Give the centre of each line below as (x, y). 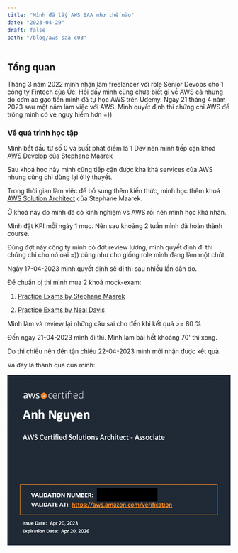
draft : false (27, 30)
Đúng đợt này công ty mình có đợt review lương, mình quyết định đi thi (110, 247)
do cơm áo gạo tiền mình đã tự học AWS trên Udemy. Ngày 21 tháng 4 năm (117, 100)
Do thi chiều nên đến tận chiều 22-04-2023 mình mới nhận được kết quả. (114, 351)
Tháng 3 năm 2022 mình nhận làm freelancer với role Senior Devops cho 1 (115, 85)
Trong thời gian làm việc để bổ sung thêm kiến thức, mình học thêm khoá (114, 191)
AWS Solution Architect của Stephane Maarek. (75, 198)
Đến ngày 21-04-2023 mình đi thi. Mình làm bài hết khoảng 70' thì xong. (113, 338)
